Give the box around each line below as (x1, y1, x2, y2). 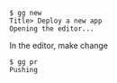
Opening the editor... (9, 24, 94, 33)
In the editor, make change (9, 41, 109, 51)
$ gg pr (9, 58, 39, 67)
